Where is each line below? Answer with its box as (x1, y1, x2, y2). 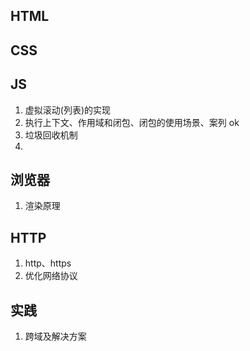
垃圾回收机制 (24, 129, 78, 141)
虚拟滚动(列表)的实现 (24, 104, 112, 116)
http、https (24, 257, 72, 269)
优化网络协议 (24, 270, 78, 282)
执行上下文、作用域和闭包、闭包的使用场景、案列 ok (24, 116, 240, 128)
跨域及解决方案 (24, 330, 87, 343)
